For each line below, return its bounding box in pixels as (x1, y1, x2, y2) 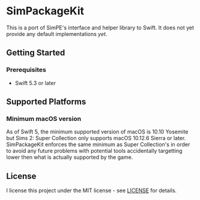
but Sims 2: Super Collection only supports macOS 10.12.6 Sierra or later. (6, 135, 186, 142)
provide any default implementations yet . (6, 30, 108, 37)
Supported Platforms (6, 97, 86, 107)
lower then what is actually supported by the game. (6, 154, 133, 161)
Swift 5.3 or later (14, 79, 56, 86)
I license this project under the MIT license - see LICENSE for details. (6, 187, 177, 194)
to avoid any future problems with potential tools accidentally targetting (6, 147, 183, 154)
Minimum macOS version (6, 114, 82, 123)
